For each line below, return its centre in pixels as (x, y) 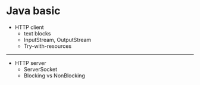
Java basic (33, 11)
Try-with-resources (48, 46)
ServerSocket (40, 69)
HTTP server (30, 63)
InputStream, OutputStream (57, 40)
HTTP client (29, 27)
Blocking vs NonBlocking (54, 76)
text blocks (37, 33)
